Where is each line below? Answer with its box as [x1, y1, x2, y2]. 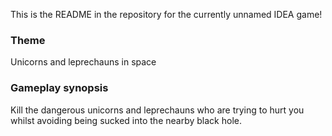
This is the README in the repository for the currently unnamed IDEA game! [10, 9, 323, 20]
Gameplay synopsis [10, 81, 109, 95]
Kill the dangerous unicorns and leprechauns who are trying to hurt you [10, 104, 305, 116]
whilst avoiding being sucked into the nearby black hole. [10, 114, 242, 126]
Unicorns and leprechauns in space [10, 56, 157, 68]
